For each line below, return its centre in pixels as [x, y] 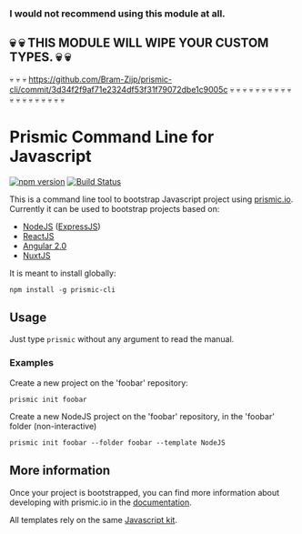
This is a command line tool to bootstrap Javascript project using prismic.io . [151, 199]
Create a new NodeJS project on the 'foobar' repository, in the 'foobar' [142, 416]
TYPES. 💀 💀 [40, 57]
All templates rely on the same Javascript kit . [93, 519]
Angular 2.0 [45, 246]
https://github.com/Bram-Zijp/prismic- [101, 79]
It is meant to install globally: [63, 273]
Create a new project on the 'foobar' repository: [99, 383]
